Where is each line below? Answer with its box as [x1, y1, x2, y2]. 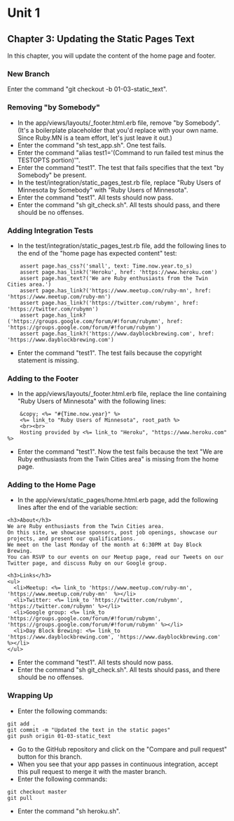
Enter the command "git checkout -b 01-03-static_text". [7, 85, 168, 93]
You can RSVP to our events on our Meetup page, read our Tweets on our [7, 553, 224, 561]
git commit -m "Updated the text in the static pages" [7, 726, 171, 733]
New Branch [7, 69, 50, 79]
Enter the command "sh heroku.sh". [17, 806, 121, 815]
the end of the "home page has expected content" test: [17, 249, 177, 257]
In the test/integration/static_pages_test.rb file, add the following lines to [17, 241, 226, 250]
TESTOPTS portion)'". [17, 156, 81, 164]
